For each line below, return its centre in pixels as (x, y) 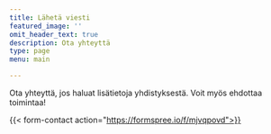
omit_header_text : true (54, 34)
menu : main (30, 59)
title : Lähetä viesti (50, 18)
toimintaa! (28, 103)
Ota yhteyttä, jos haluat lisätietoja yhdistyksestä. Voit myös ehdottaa (136, 93)
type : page (30, 51)
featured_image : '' (46, 26)
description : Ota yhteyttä (60, 43)
